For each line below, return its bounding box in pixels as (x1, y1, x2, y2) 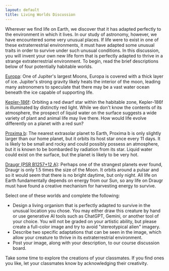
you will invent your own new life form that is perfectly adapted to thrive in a (5, 52, 163, 58)
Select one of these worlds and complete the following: (5, 192, 120, 198)
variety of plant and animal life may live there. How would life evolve (5, 115, 147, 121)
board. (12, 245, 27, 251)
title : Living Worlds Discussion (5, 12, 76, 17)
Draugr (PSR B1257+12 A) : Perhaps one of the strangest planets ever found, (5, 161, 163, 167)
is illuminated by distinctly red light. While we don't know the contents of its (5, 104, 162, 110)
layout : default (5, 7, 39, 13)
